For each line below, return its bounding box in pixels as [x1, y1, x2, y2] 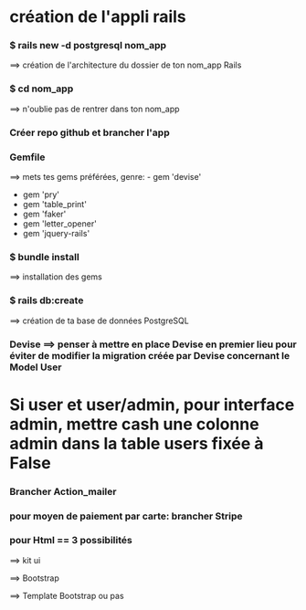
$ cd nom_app [9, 82, 74, 95]
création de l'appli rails [9, 6, 187, 27]
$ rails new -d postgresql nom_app [9, 39, 167, 52]
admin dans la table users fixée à [9, 433, 264, 454]
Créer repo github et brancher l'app [9, 126, 171, 139]
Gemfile [9, 151, 46, 163]
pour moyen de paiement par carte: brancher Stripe [9, 510, 244, 522]
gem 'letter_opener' [22, 218, 98, 229]
